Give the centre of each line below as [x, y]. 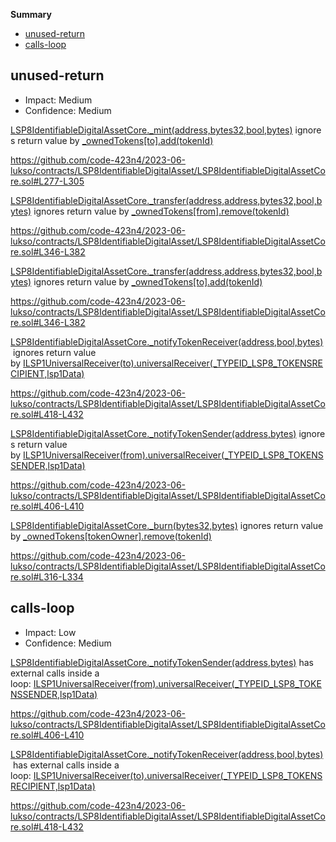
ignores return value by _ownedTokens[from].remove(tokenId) [161, 211]
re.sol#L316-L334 [47, 576]
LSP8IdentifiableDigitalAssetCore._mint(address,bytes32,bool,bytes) [151, 130]
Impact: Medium [58, 100]
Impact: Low [50, 632]
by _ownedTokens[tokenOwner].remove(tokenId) [111, 536]
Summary [31, 14]
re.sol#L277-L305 [47, 181]
